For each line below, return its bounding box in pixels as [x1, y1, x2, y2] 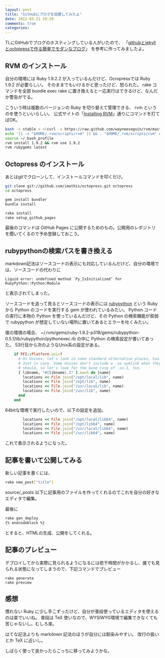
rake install [5, 210, 32, 216]
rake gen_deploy [5, 516, 38, 521]
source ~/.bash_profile [5, 136, 54, 141]
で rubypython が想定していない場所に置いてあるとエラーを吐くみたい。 [5, 319, 151, 325]
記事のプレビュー [5, 546, 57, 554]
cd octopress [5, 188, 32, 193]
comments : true [5, 21, 36, 26]
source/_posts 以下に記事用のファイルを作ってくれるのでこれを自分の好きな [5, 490, 160, 495]
